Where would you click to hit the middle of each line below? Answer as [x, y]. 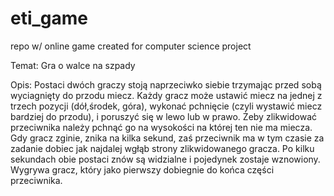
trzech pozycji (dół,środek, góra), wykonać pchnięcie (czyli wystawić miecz [166, 106]
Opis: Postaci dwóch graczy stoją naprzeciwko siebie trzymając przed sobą [166, 84]
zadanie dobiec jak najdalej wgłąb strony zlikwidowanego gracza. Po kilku [162, 148]
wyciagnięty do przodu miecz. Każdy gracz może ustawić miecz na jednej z [166, 95]
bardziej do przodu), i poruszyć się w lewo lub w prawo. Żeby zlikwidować [163, 116]
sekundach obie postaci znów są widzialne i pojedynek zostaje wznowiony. [165, 159]
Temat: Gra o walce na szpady [73, 65]
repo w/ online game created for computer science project [131, 46]
